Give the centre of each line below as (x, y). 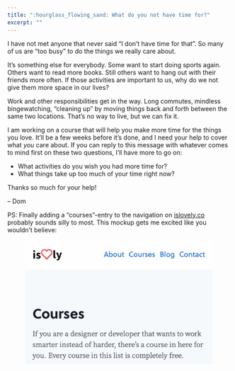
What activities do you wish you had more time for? (92, 166)
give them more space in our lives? (58, 87)
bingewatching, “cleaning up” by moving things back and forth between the (117, 108)
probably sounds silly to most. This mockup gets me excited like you (107, 222)
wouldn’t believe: (32, 229)
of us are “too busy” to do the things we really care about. (92, 51)
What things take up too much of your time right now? (96, 173)
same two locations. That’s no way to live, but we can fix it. (93, 116)
